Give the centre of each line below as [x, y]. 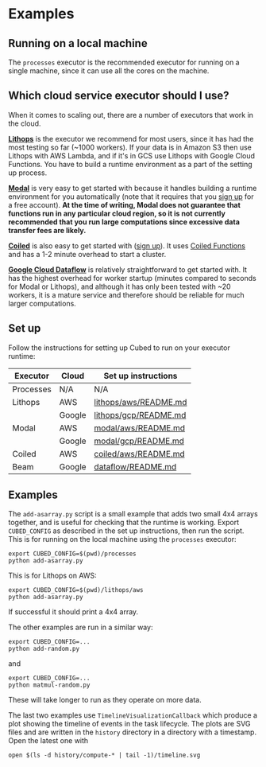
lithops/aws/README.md [141, 402]
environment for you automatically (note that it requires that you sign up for [131, 197]
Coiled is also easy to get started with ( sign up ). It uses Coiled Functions [127, 245]
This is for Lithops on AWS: [52, 576]
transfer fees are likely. [47, 230]
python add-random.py [44, 649]
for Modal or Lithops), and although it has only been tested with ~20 [120, 286]
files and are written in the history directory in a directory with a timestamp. [132, 732]
